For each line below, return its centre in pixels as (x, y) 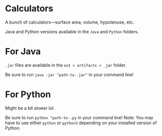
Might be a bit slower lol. (30, 108)
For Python (28, 95)
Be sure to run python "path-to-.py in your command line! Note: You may (79, 117)
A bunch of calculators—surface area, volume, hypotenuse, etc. (70, 22)
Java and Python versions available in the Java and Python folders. (72, 31)
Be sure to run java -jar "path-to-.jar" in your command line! (69, 75)
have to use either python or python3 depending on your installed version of (81, 123)
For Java (23, 52)
